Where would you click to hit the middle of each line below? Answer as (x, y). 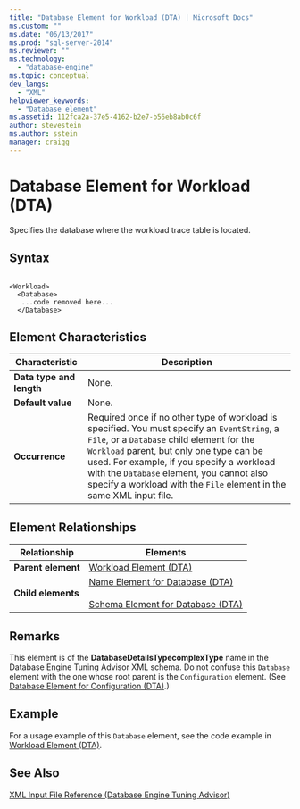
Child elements (47, 593)
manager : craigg (39, 142)
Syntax (29, 259)
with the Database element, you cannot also (178, 473)
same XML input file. (131, 496)
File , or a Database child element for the (171, 440)
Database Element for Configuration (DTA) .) (89, 686)
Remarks (35, 636)
